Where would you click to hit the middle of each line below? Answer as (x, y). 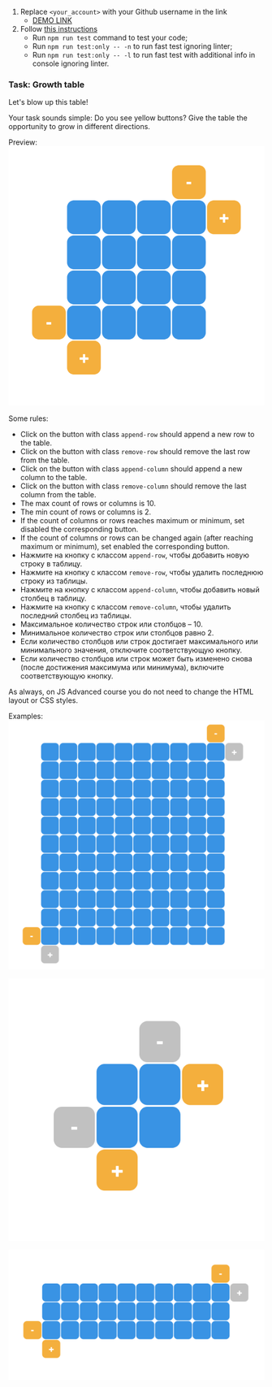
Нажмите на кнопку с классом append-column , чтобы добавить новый (140, 589)
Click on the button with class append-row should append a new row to (137, 434)
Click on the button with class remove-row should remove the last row (135, 451)
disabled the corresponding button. (79, 529)
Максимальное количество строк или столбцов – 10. (111, 624)
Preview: (23, 142)
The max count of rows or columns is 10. (88, 503)
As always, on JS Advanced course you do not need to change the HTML (131, 691)
